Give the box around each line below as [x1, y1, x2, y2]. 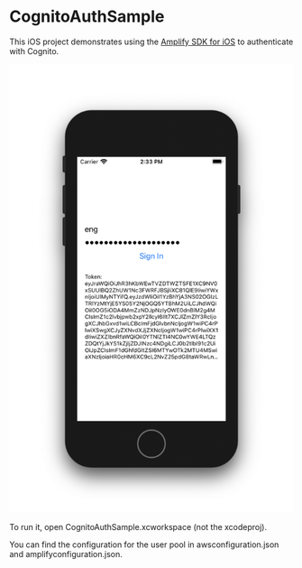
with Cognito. [9, 45, 59, 56]
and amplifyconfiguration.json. [9, 549, 124, 560]
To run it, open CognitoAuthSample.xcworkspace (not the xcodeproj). [9, 522, 268, 533]
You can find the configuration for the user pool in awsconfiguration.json [9, 539, 279, 550]
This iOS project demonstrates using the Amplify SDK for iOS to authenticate [9, 36, 294, 47]
